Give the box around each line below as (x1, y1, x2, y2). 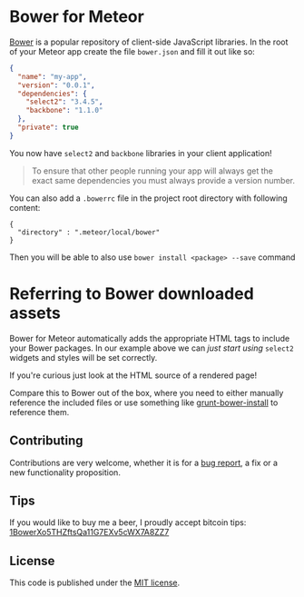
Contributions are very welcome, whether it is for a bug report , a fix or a (9, 457, 279, 468)
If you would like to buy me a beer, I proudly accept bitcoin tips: (9, 517, 247, 528)
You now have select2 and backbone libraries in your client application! (9, 147, 272, 158)
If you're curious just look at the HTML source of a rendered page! (9, 370, 257, 381)
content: (9, 202, 41, 213)
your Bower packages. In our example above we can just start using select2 (9, 343, 294, 353)
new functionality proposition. (9, 466, 121, 478)
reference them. (9, 406, 70, 417)
